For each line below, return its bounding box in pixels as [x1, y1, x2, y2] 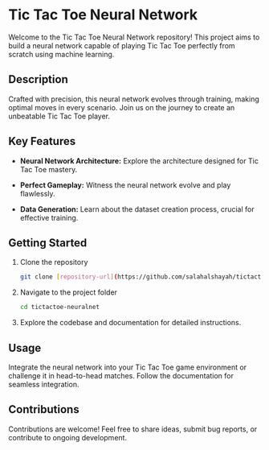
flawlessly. [19, 188, 55, 198]
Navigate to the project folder [19, 287, 118, 297]
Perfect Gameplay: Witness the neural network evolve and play [19, 180, 231, 190]
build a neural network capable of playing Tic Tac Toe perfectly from [8, 40, 235, 50]
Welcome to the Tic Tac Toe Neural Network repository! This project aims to [8, 32, 260, 42]
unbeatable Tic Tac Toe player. [8, 111, 111, 121]
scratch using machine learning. [8, 49, 115, 59]
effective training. [19, 213, 79, 222]
